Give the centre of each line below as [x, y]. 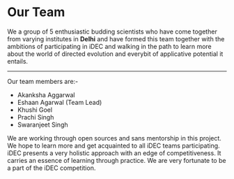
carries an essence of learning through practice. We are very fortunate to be [117, 160]
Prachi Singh [36, 117]
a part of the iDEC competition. [52, 168]
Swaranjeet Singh [42, 124]
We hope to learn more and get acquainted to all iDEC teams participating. [114, 145]
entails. [18, 61]
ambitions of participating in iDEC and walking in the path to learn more [110, 46]
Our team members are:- [43, 81]
